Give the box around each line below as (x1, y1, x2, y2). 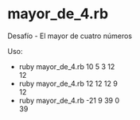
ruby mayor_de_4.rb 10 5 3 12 (18, 61, 115, 72)
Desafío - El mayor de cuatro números (7, 31, 133, 41)
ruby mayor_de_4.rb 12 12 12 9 (18, 79, 119, 88)
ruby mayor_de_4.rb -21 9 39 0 (18, 95, 120, 105)
